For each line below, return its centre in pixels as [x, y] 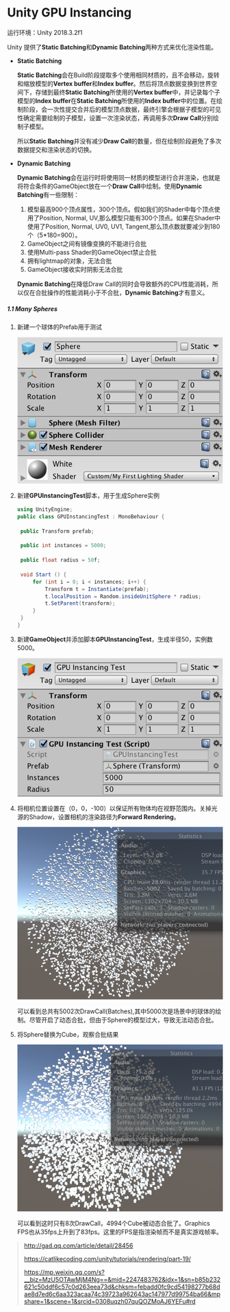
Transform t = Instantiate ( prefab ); [97, 589]
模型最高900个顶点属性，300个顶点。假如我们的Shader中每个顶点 [120, 209]
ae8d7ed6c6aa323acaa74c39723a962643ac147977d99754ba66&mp [122, 1294]
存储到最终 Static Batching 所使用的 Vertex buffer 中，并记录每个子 [128, 92]
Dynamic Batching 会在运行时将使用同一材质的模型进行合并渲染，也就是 [118, 177]
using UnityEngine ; [45, 509]
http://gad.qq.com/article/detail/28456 [78, 1246]
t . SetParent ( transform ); [80, 603]
